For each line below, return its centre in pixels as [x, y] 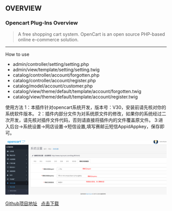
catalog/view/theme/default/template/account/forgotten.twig [77, 91]
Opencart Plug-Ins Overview [42, 23]
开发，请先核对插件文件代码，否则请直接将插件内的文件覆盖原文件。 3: [84, 120]
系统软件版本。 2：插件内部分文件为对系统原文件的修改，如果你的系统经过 [84, 113]
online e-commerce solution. [48, 39]
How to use [17, 54]
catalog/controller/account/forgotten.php [56, 75]
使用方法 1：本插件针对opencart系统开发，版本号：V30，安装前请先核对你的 [86, 107]
